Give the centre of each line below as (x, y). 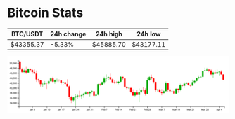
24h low (148, 34)
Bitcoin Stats (45, 13)
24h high (109, 34)
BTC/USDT (27, 34)
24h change (68, 34)
